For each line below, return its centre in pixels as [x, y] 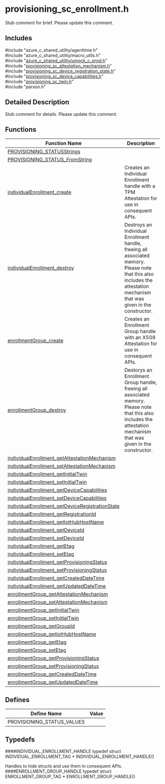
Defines [17, 700]
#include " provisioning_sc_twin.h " [39, 81]
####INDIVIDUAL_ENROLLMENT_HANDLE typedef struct [63, 751]
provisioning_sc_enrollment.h [67, 9]
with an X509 [140, 337]
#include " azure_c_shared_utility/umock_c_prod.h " [56, 61]
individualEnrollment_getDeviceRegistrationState [64, 506]
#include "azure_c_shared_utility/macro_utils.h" [53, 55]
